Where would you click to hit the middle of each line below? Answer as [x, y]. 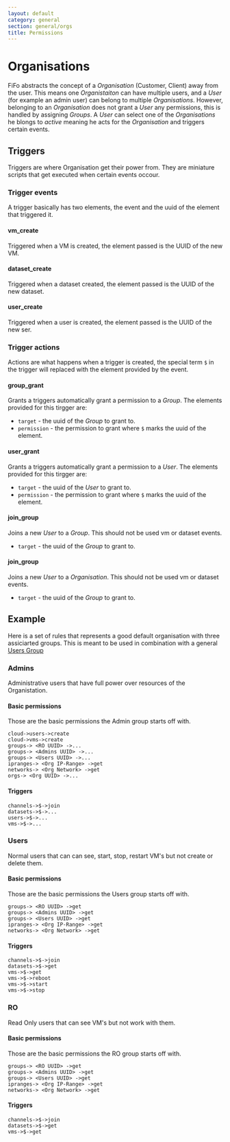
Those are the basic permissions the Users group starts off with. [99, 894]
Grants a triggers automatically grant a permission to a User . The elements [113, 467]
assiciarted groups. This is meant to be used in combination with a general [113, 643]
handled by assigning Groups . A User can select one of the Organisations [112, 115]
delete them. [26, 863]
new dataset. [26, 291]
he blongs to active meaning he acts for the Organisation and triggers [106, 122]
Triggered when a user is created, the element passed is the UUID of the [110, 322]
